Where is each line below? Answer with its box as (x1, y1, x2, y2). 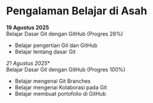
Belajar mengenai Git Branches (14, 77, 91, 85)
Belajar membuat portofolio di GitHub (14, 90, 106, 97)
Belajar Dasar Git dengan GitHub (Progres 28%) (6, 30, 123, 37)
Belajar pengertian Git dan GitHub (14, 42, 98, 49)
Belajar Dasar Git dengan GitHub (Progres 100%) (6, 65, 126, 73)
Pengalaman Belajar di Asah (6, 4, 148, 18)
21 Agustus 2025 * (6, 60, 51, 67)
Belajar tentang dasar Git (14, 48, 76, 55)
